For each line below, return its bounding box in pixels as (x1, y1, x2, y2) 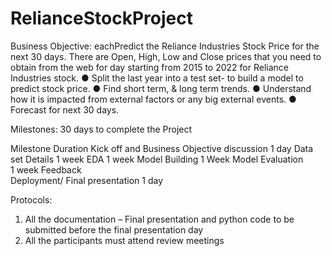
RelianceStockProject (10, 7, 193, 30)
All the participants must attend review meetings (24, 234, 225, 246)
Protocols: (10, 193, 53, 206)
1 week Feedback (10, 163, 82, 176)
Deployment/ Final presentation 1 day (10, 174, 164, 186)
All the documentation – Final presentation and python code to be (24, 213, 295, 225)
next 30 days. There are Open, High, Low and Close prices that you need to (10, 50, 322, 62)
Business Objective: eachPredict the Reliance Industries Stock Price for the (10, 40, 320, 52)
